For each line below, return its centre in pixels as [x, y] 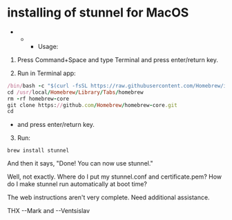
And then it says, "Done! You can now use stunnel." [80, 163]
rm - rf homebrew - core [38, 99]
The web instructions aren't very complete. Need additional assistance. [108, 197]
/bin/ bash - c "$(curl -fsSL [48, 86]
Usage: [48, 46]
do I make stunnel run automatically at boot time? [77, 184]
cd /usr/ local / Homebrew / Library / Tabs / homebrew [75, 92]
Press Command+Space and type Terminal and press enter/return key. [118, 59]
